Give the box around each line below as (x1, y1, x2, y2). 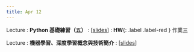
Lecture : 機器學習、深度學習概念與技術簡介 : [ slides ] (6, 39, 137, 46)
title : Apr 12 (6, 8, 42, 15)
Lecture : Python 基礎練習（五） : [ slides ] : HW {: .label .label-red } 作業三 (6, 26, 189, 33)
